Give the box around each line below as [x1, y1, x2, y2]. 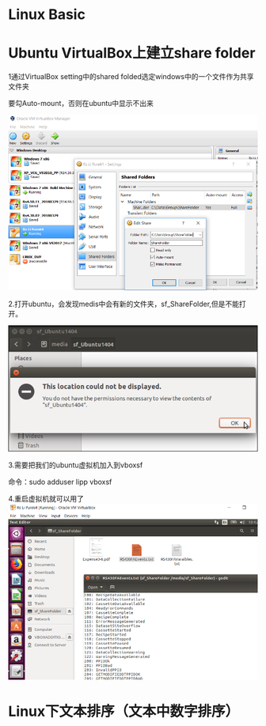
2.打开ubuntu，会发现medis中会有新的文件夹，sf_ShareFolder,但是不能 [8, 299, 240, 309]
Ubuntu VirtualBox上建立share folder [8, 44, 256, 62]
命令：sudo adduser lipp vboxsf [8, 477, 112, 487]
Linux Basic [8, 6, 85, 24]
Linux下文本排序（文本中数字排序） [8, 702, 240, 720]
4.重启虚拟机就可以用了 [8, 494, 85, 504]
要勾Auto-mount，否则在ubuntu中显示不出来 [8, 99, 154, 108]
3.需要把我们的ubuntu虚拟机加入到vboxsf [8, 460, 143, 470]
